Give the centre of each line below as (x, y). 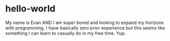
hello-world (31, 9)
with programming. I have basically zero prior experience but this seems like (85, 27)
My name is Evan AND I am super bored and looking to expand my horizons (84, 22)
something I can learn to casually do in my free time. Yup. (66, 33)
